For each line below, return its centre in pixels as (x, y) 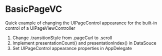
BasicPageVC (34, 9)
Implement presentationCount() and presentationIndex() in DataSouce (84, 43)
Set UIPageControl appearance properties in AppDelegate (72, 48)
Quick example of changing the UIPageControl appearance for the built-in (81, 23)
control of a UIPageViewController (40, 28)
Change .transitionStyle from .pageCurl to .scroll (62, 38)
